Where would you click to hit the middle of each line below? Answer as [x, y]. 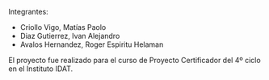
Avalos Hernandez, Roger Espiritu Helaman [92, 44]
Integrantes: [28, 12]
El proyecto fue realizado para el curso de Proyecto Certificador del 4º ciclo [134, 60]
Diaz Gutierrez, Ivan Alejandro [70, 36]
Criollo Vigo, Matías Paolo [63, 27]
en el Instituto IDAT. [41, 69]
